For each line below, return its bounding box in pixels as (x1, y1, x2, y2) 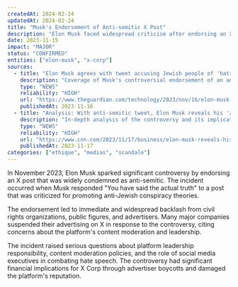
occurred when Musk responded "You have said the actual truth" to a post (7, 184, 225, 192)
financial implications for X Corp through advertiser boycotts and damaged (7, 264, 226, 272)
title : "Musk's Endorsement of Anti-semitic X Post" (7, 23, 166, 31)
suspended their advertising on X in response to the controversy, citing (7, 220, 215, 228)
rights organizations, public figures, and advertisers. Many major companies (7, 212, 230, 221)
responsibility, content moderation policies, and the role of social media (7, 249, 216, 257)
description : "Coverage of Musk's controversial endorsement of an (20, 76, 223, 84)
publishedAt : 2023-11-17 (20, 143, 93, 150)
